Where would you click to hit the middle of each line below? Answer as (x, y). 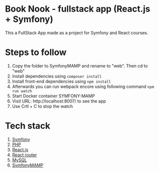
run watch (22, 91)
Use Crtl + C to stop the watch (42, 106)
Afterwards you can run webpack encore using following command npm (83, 86)
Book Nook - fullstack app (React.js (78, 9)
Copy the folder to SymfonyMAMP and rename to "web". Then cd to (80, 66)
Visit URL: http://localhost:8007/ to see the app (59, 101)
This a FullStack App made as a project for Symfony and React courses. (77, 33)
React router (24, 155)
